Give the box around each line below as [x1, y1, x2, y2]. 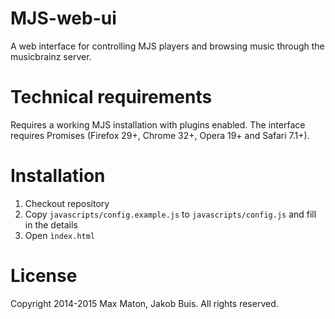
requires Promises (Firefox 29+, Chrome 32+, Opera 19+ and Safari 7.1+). [10, 129, 310, 141]
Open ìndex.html [24, 229, 96, 241]
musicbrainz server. [10, 50, 92, 62]
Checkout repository [24, 197, 110, 209]
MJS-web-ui [10, 7, 117, 30]
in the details [24, 218, 78, 231]
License [10, 265, 78, 287]
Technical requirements [10, 86, 213, 109]
